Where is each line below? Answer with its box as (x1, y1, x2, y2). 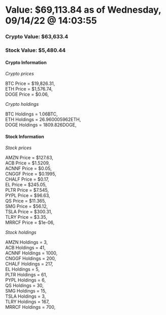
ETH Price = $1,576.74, (5, 86, 53, 92)
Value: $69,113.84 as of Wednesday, (5, 4, 161, 16)
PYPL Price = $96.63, (5, 192, 50, 198)
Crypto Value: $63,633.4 (5, 33, 69, 40)
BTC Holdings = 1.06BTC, (5, 111, 58, 117)
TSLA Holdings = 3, (5, 293, 46, 299)
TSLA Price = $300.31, (5, 209, 52, 215)
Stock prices (5, 145, 32, 151)
